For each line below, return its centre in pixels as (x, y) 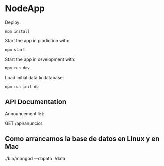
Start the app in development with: (40, 59)
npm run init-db (22, 87)
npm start (15, 50)
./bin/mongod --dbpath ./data (35, 159)
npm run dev (17, 68)
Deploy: (13, 22)
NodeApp (25, 9)
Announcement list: (25, 114)
